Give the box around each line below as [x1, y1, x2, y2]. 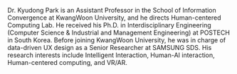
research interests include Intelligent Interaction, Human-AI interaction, [7, 51, 215, 59]
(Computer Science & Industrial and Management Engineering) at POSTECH [7, 28, 230, 37]
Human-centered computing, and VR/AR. [7, 58, 128, 66]
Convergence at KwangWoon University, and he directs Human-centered [7, 13, 222, 22]
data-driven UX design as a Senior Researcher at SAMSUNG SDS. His [7, 44, 212, 51]
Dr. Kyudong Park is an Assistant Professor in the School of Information [7, 6, 217, 14]
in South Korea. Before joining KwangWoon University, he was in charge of [7, 36, 226, 44]
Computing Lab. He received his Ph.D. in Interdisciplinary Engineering [7, 21, 211, 29]
